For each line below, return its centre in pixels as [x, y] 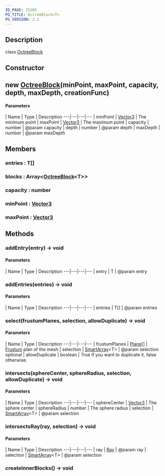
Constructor [25, 68]
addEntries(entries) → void [39, 284]
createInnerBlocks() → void [39, 468]
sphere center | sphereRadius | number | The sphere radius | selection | [79, 408]
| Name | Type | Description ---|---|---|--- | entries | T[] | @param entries [81, 307]
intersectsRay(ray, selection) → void [51, 426]
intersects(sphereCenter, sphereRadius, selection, [68, 373]
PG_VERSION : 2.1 [22, 19]
